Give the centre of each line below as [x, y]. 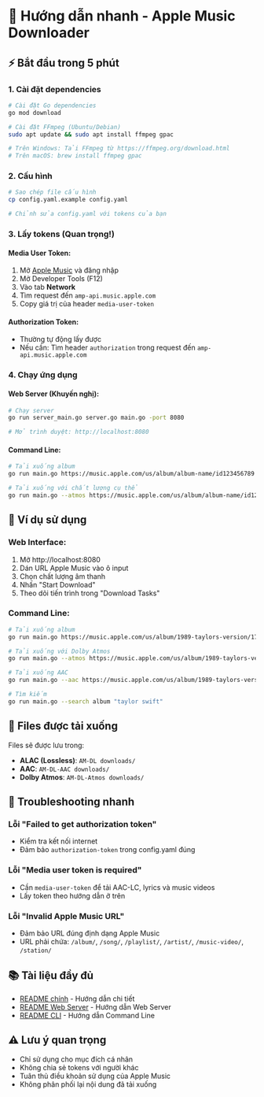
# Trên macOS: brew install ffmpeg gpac [75, 156]
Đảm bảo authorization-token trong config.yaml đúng [107, 850]
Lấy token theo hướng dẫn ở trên [72, 895]
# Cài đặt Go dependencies [52, 106]
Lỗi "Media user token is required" [75, 870]
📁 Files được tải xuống [63, 726]
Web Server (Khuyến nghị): [54, 394]
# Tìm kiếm [27, 695]
